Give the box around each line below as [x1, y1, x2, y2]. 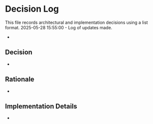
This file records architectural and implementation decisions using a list [5, 19, 148, 25]
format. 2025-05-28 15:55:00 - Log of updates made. [5, 24, 113, 30]
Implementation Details [5, 102, 77, 110]
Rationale [5, 75, 35, 84]
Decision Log [5, 3, 59, 15]
